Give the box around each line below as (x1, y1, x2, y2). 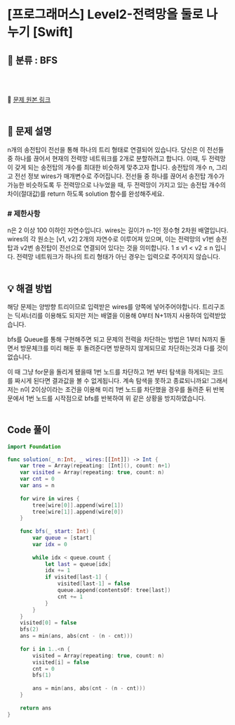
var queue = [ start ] (32, 534, 93, 542)
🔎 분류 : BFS (7, 54, 58, 66)
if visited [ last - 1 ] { (44, 574, 109, 581)
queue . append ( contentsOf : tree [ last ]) (57, 587, 171, 594)
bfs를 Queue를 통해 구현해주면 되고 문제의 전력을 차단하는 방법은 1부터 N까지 (7, 335, 219, 343)
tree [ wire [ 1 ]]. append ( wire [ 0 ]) (32, 508, 124, 515)
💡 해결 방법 (7, 282, 53, 294)
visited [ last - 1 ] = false (57, 580, 130, 588)
